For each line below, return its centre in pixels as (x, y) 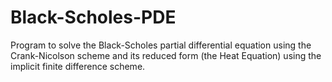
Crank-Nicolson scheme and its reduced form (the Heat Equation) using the (166, 55)
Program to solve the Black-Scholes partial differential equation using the (161, 45)
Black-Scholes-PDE (93, 17)
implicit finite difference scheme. (78, 66)
